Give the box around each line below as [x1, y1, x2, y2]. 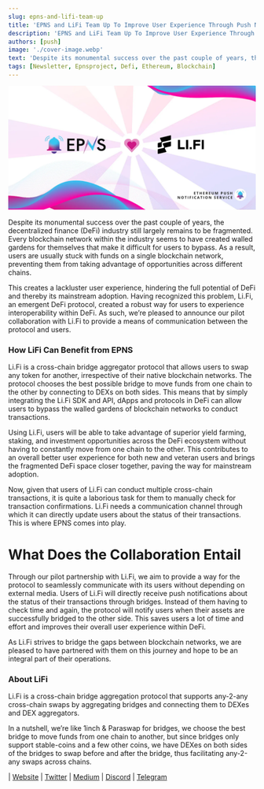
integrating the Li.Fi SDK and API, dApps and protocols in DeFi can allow [8, 396, 242, 406]
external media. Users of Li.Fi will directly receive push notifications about [8, 589, 247, 598]
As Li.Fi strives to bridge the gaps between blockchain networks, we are [8, 638, 242, 647]
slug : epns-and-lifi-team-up [8, 13, 104, 20]
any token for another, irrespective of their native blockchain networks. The [8, 371, 252, 380]
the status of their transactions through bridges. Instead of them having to [8, 597, 247, 606]
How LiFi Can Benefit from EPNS [8, 344, 134, 355]
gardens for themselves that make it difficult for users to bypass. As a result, [8, 243, 255, 252]
